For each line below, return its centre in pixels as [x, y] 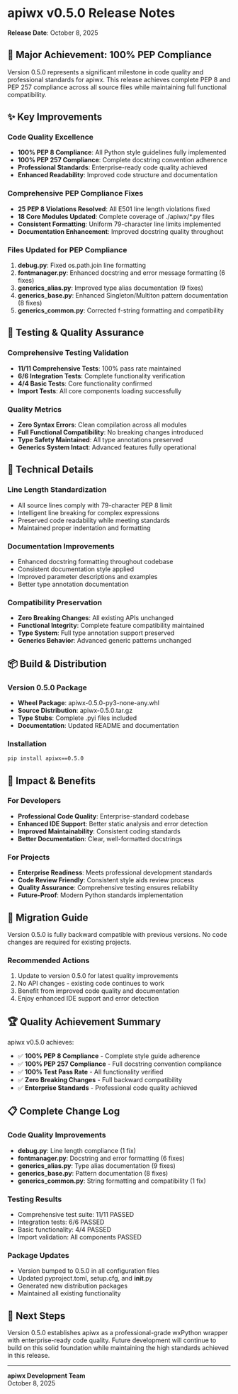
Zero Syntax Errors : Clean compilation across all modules [102, 425]
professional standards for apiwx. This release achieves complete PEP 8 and [119, 79]
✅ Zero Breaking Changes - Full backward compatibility [100, 1080]
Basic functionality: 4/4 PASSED [64, 1230]
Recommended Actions [49, 960]
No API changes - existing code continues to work [91, 984]
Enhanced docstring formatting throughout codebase [95, 562]
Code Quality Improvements [57, 1135]
